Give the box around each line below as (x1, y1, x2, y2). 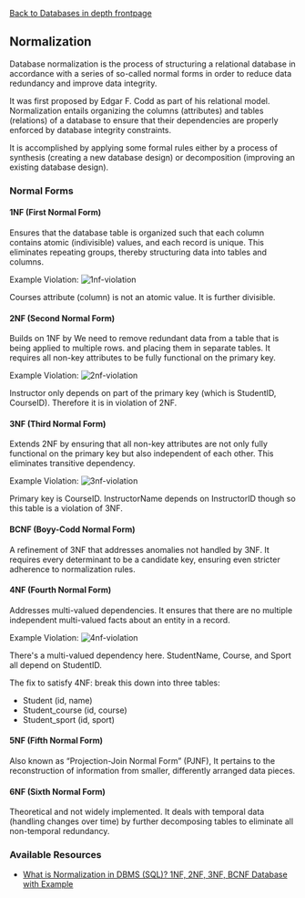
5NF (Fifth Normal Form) (9, 735, 103, 747)
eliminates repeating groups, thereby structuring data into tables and (9, 246, 267, 257)
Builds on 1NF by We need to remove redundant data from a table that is (9, 333, 280, 344)
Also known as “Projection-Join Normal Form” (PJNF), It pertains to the (9, 755, 276, 766)
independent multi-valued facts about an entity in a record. (9, 614, 230, 625)
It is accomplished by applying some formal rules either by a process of (9, 141, 278, 153)
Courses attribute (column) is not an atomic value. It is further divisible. (9, 291, 276, 302)
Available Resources (9, 849, 102, 861)
